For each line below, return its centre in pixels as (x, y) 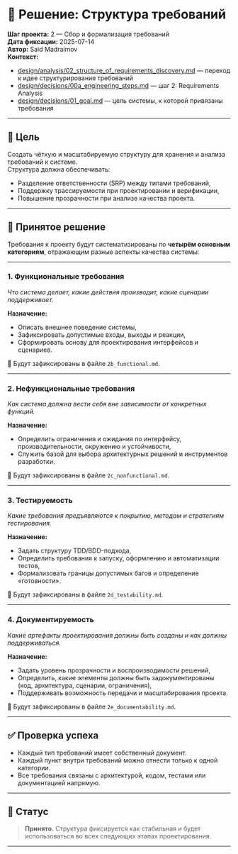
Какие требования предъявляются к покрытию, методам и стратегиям (116, 516)
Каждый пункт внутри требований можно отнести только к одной (118, 760)
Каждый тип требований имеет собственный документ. (102, 753)
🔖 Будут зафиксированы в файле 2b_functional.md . (84, 363)
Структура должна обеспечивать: (59, 169)
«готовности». (39, 581)
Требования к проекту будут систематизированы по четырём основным (119, 244)
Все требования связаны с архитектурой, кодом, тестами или (112, 775)
